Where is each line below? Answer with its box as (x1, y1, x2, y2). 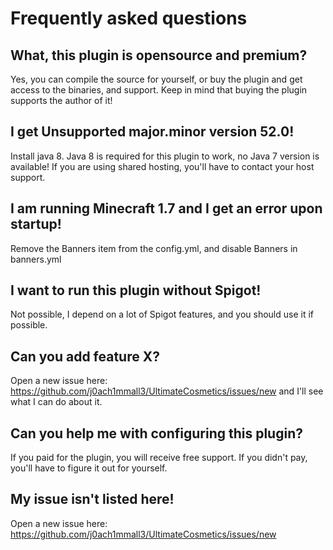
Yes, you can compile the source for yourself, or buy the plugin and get (10, 73, 303, 85)
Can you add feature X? (10, 348, 160, 365)
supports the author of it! (10, 95, 113, 106)
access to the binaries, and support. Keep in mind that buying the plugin (10, 84, 308, 96)
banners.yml (10, 253, 62, 265)
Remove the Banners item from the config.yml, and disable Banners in (10, 242, 298, 254)
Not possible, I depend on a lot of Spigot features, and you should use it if (10, 308, 314, 321)
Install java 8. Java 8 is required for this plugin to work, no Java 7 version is (10, 150, 320, 162)
